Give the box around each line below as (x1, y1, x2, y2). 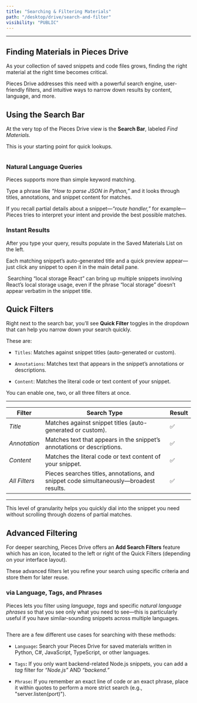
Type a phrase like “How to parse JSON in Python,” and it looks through (6, 188, 180, 195)
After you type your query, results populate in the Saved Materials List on (6, 239, 183, 246)
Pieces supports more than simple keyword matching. (6, 176, 136, 183)
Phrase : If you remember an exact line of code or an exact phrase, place (14, 678, 189, 685)
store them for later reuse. (6, 574, 69, 581)
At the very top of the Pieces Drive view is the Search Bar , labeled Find (6, 125, 178, 132)
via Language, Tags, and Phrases (6, 589, 103, 597)
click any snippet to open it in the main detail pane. (16, 263, 139, 271)
